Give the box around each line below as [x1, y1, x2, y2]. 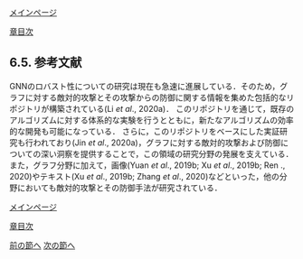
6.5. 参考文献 [9, 55, 82, 70]
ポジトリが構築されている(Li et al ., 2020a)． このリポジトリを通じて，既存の [9, 103, 295, 114]
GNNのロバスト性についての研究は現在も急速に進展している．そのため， [9, 80, 280, 91]
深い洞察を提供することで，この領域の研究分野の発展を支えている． [40, 148, 294, 159]
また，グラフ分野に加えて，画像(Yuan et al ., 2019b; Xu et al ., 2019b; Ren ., [9, 160, 286, 171]
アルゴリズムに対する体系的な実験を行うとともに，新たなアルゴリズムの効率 [9, 115, 294, 125]
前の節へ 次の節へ [9, 239, 75, 250]
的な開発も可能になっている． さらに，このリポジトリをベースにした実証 [9, 125, 280, 136]
